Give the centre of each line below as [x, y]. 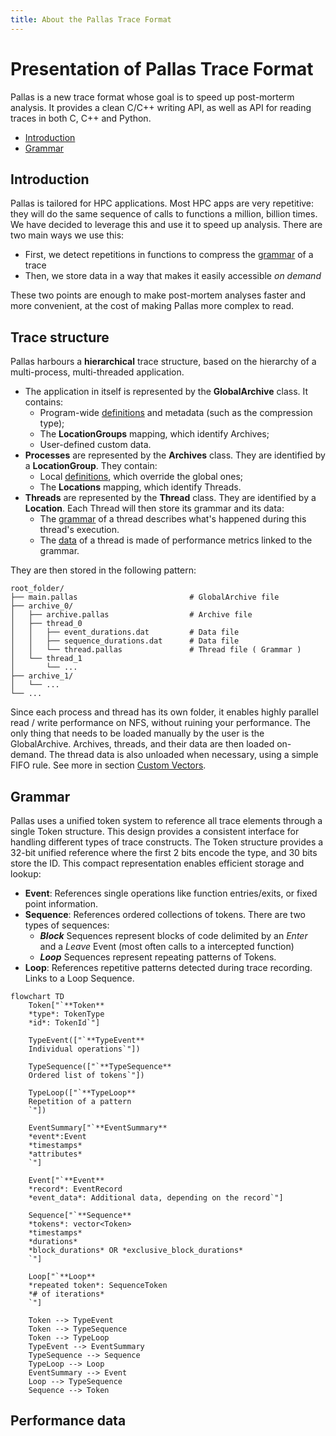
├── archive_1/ [42, 676]
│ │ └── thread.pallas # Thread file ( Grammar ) [156, 650]
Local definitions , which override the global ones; [141, 477]
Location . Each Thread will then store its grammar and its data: [154, 508]
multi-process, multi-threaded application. [97, 372]
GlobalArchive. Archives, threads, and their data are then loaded [142, 744]
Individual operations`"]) [84, 1049]
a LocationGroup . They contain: [91, 466]
